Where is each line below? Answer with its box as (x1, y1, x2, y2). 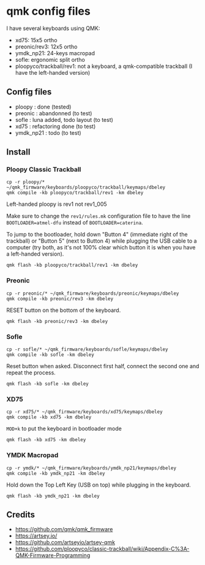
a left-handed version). (6, 250, 64, 258)
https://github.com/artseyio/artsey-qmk (15, 539, 115, 546)
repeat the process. (6, 369, 56, 376)
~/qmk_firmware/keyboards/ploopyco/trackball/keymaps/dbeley (6, 184, 166, 191)
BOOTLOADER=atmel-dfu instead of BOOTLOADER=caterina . (6, 219, 143, 226)
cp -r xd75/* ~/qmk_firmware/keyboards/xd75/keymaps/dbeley (6, 409, 163, 415)
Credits (6, 510, 35, 520)
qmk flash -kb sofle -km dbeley (6, 381, 89, 387)
